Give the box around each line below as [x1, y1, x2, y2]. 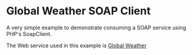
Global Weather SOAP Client [6, 4, 151, 18]
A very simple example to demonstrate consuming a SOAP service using [6, 24, 187, 31]
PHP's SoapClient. [6, 30, 52, 37]
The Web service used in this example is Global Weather [6, 42, 147, 49]
